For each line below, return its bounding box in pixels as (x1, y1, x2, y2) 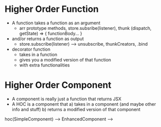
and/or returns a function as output (11, 36, 84, 42)
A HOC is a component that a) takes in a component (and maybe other (11, 101, 156, 107)
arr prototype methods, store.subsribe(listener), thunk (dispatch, (19, 25, 152, 31)
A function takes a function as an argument (11, 20, 100, 26)
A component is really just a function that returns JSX (11, 96, 122, 102)
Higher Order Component (4, 79, 112, 91)
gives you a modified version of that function (19, 57, 111, 63)
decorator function (11, 46, 51, 52)
